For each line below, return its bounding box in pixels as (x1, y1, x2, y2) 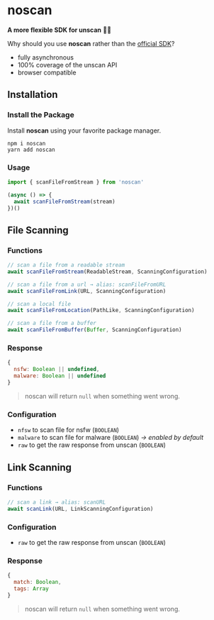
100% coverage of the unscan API (17, 60, 118, 69)
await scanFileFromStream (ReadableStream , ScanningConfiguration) (7, 268, 208, 275)
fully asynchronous (17, 52, 74, 62)
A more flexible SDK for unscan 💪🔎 (7, 26, 112, 34)
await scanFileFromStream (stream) (13, 198, 116, 205)
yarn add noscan (7, 146, 55, 153)
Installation (7, 89, 58, 101)
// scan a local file (7, 300, 72, 307)
